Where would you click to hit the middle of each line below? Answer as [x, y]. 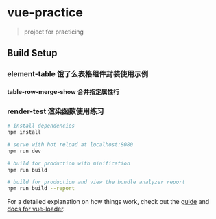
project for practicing [54, 32]
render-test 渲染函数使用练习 [56, 111]
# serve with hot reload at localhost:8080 [70, 145]
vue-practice [45, 13]
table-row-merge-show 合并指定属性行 [63, 91]
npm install [24, 132]
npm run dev [24, 151]
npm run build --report [41, 189]
